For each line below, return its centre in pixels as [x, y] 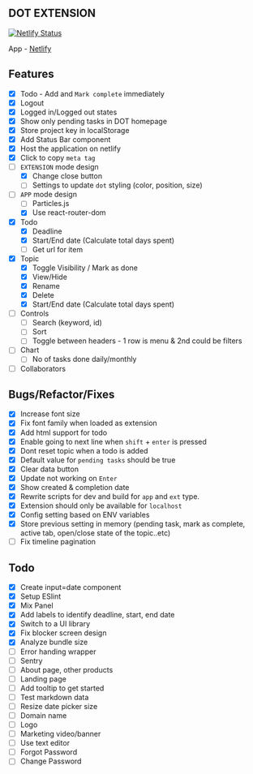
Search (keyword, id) [67, 323]
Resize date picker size [59, 706]
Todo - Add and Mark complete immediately [92, 93]
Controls [34, 314]
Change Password [51, 761]
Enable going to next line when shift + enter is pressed [113, 441]
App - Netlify [30, 49]
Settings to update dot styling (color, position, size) [117, 185]
